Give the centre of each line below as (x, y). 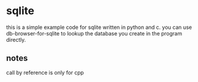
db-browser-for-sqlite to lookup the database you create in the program (94, 33)
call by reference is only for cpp (45, 73)
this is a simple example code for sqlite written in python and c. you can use (99, 27)
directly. (16, 40)
